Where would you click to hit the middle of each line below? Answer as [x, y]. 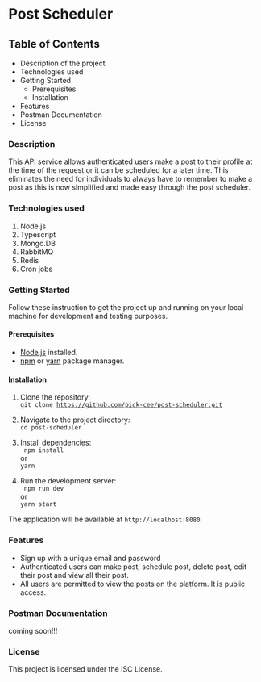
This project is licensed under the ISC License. [85, 669]
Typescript [38, 234]
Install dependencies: [56, 443]
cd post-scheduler [51, 428]
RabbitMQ [37, 252]
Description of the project [63, 63]
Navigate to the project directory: [75, 420]
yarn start [38, 504]
